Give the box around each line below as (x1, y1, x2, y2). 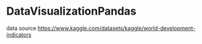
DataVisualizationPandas (6, 4, 137, 18)
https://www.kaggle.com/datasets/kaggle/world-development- (37, 24, 196, 32)
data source (6, 24, 37, 32)
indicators (6, 31, 32, 38)
